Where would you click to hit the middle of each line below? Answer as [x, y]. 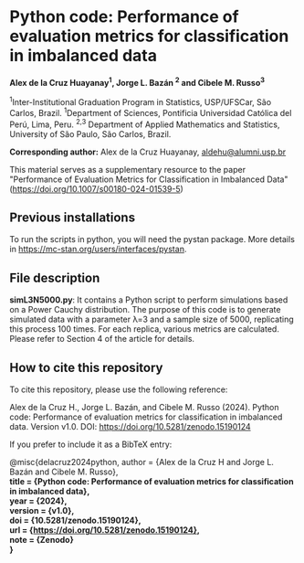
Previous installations [72, 217]
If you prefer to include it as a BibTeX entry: [91, 444]
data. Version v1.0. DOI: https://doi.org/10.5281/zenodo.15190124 [130, 426]
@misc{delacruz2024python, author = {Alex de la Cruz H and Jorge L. [142, 462]
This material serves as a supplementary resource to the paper [128, 169]
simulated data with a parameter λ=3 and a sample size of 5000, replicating [152, 319]
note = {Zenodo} [42, 540]
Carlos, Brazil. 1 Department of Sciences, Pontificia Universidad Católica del [151, 112]
